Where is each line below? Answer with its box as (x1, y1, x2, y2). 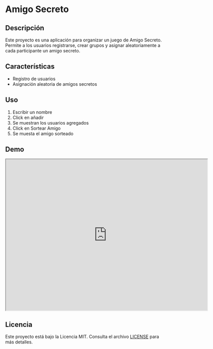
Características (5, 62, 55, 71)
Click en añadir (12, 114, 44, 121)
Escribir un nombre (12, 109, 52, 115)
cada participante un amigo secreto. (5, 48, 81, 53)
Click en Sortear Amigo (12, 125, 61, 131)
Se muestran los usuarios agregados (12, 120, 89, 126)
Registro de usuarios (12, 76, 56, 82)
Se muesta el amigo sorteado (12, 130, 74, 137)
